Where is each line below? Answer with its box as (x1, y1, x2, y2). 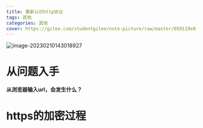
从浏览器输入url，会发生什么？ (6, 86, 83, 93)
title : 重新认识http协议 (6, 8, 63, 15)
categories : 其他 (6, 20, 48, 26)
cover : (6, 25, 23, 32)
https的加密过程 (6, 109, 86, 123)
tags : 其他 (6, 14, 32, 20)
